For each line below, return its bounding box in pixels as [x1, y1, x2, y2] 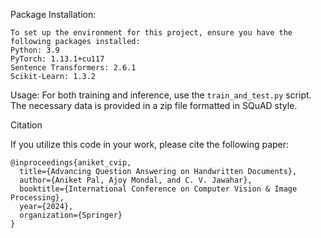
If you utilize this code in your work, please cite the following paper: [10, 139, 290, 150]
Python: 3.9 [10, 45, 60, 55]
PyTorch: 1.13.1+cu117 [10, 54, 105, 64]
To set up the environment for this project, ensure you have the [10, 28, 293, 38]
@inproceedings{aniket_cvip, [10, 158, 132, 168]
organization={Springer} [19, 210, 123, 220]
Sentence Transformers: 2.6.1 [10, 63, 137, 73]
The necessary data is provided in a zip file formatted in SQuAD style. [10, 100, 298, 111]
